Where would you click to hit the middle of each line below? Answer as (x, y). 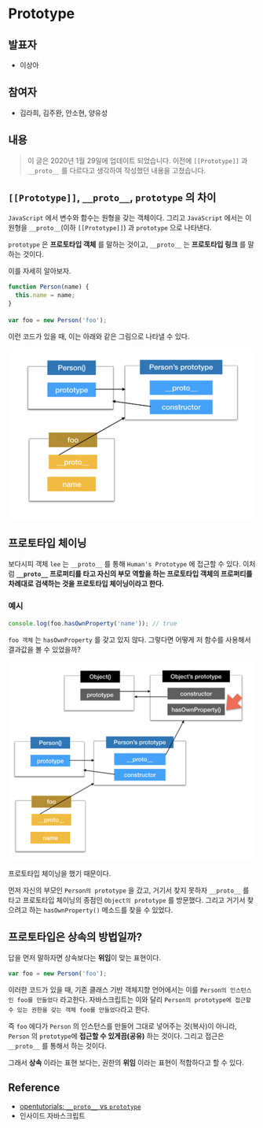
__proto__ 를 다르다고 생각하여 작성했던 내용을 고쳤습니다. (117, 170)
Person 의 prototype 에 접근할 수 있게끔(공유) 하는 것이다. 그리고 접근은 (116, 1036)
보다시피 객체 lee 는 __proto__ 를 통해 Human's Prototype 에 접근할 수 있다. (124, 563)
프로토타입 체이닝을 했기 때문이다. (60, 873)
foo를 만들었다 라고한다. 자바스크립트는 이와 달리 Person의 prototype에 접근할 (134, 999)
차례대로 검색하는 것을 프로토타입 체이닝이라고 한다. (86, 583)
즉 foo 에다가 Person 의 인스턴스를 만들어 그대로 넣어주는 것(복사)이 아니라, (122, 1026)
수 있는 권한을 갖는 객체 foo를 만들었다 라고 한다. (79, 1009)
